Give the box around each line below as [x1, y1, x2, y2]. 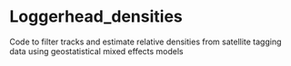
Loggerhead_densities [9, 6, 184, 27]
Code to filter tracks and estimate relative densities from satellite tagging [9, 36, 282, 47]
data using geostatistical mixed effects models [9, 45, 184, 56]
